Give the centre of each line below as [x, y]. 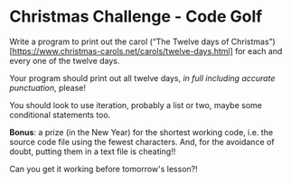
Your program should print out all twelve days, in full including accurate [142, 78]
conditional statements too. [60, 114]
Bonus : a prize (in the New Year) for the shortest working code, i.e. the [141, 132]
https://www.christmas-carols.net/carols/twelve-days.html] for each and [147, 50]
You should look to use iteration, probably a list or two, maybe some [136, 105]
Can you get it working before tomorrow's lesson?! [103, 169]
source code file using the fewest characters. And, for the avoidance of [142, 142]
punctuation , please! [47, 87]
